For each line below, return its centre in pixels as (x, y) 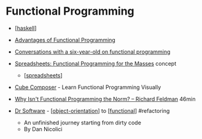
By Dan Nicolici (43, 129)
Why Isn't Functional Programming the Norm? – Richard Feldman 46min (105, 99)
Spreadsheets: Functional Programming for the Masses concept (95, 63)
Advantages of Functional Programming (65, 40)
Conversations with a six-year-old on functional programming (92, 52)
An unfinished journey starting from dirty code (83, 123)
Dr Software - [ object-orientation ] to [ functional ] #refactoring (92, 110)
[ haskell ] (25, 28)
